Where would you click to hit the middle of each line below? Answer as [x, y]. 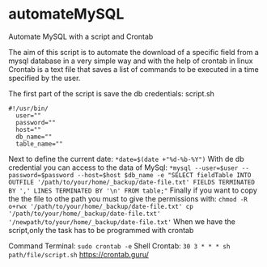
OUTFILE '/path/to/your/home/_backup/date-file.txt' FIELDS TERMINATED [131, 182]
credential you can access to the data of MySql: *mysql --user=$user [123, 167]
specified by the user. [44, 78]
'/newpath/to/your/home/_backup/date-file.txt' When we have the [122, 221]
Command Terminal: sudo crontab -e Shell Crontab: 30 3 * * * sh [119, 246]
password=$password [41, 175]
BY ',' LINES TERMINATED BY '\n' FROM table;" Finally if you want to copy [133, 190]
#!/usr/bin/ [28, 108]
